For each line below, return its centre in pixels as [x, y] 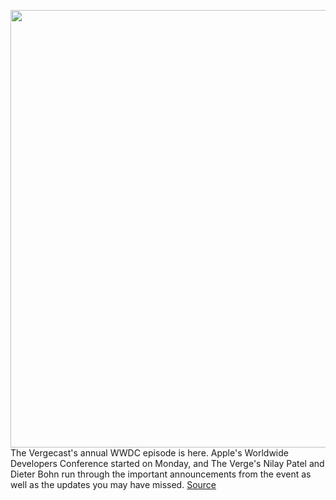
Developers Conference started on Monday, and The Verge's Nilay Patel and [167, 463]
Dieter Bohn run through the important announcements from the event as [161, 474]
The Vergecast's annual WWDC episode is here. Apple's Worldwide [149, 453]
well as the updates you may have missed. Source [113, 484]
